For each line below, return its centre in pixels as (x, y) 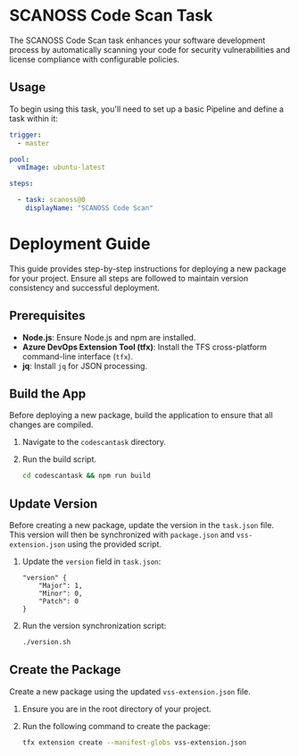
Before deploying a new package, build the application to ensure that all (141, 416)
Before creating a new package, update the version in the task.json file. (142, 525)
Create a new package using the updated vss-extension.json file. (130, 691)
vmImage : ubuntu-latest (61, 168)
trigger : (25, 135)
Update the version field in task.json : (91, 562)
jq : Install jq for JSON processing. (85, 365)
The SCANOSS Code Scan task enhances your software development (137, 40)
